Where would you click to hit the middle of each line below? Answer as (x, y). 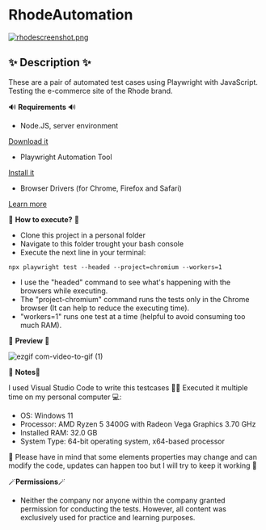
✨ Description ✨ (50, 63)
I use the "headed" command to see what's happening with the (125, 282)
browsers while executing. (64, 290)
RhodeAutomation (71, 15)
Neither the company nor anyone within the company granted (122, 500)
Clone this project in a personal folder (83, 235)
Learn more (27, 204)
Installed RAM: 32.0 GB (59, 432)
